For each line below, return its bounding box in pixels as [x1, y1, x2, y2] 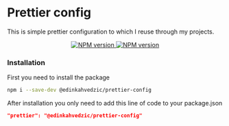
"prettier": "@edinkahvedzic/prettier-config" [7, 112, 143, 119]
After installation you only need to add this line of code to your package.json [7, 99, 223, 108]
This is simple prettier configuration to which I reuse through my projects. [7, 27, 215, 36]
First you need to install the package [7, 73, 110, 81]
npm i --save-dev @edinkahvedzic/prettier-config [7, 87, 152, 94]
